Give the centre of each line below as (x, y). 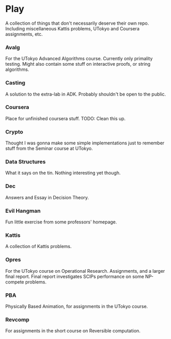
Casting (15, 83)
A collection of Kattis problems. (39, 247)
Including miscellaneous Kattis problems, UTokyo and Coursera (72, 28)
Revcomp (17, 319)
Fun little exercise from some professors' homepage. (61, 222)
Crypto (14, 131)
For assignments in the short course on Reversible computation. (73, 331)
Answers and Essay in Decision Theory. (47, 197)
